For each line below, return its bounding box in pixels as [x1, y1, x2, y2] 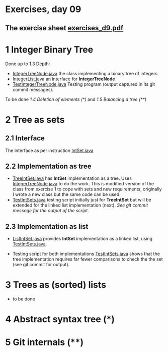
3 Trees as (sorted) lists [5, 279, 107, 291]
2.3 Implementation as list [5, 222, 89, 231]
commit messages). [12, 86, 54, 92]
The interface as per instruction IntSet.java [5, 147, 94, 154]
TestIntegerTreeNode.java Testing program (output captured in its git [12, 81, 155, 87]
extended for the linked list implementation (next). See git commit [12, 202, 148, 208]
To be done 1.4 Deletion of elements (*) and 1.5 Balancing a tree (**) [5, 96, 147, 102]
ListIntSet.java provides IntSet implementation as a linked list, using [12, 236, 152, 242]
